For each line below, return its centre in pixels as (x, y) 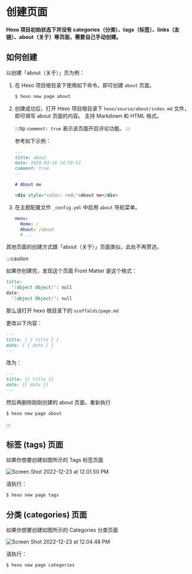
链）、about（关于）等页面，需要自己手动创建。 (64, 37)
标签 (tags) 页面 (35, 445)
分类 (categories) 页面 (47, 515)
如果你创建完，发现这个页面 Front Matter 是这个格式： (72, 271)
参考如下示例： (33, 141)
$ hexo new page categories (41, 565)
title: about (31, 158)
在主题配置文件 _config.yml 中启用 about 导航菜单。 (77, 207)
